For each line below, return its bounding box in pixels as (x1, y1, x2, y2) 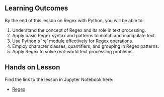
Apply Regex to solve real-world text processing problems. (12, 48, 134, 54)
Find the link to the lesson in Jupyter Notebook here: (5, 76, 114, 82)
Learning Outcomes (5, 4, 68, 13)
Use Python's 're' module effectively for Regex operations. (12, 38, 134, 44)
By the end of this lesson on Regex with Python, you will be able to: (5, 17, 144, 23)
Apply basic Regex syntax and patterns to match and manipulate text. (12, 32, 156, 38)
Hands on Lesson (5, 63, 60, 72)
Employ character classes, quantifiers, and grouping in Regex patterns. (12, 43, 159, 49)
